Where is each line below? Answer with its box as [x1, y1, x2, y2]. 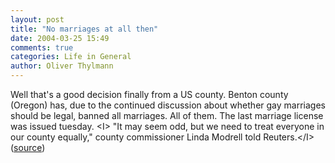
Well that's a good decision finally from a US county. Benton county [10, 89, 289, 100]
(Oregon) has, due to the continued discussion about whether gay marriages [10, 99, 326, 111]
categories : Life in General [10, 52, 132, 62]
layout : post [10, 14, 65, 25]
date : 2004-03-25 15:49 [10, 33, 110, 43]
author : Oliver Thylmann [10, 61, 114, 71]
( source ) [10, 142, 46, 153]
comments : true [10, 42, 74, 53]
